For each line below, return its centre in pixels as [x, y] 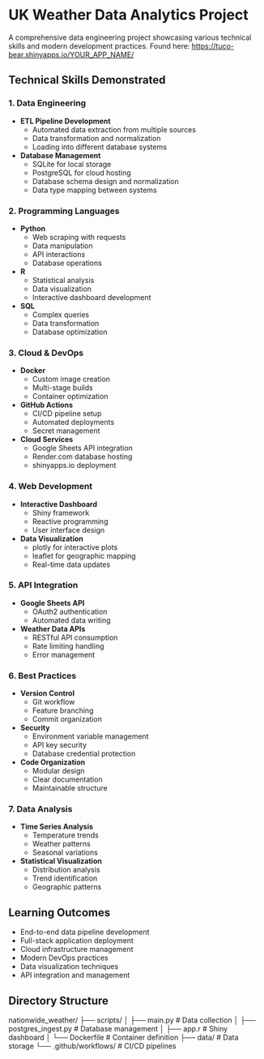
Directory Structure [59, 1000]
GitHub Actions [47, 405]
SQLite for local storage [72, 164]
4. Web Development [51, 487]
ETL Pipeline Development [65, 121]
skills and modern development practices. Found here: [99, 45]
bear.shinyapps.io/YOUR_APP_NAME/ [71, 54]
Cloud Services [47, 439]
